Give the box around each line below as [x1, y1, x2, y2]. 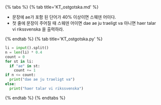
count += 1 [14, 68, 36, 73]
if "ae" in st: [9, 63, 40, 69]
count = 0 [5, 54, 25, 59]
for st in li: [5, 59, 34, 64]
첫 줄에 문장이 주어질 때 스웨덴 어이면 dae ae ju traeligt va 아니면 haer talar [12, 20, 157, 26]
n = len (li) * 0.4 [5, 50, 42, 55]
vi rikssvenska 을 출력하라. [12, 26, 64, 32]
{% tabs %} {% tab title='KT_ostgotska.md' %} [5, 4, 99, 10]
